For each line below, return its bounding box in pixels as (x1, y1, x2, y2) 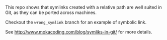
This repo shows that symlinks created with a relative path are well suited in (5, 4, 162, 10)
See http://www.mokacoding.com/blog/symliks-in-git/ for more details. (5, 29, 152, 34)
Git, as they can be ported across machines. (5, 9, 97, 15)
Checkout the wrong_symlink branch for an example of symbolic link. (5, 19, 147, 25)
